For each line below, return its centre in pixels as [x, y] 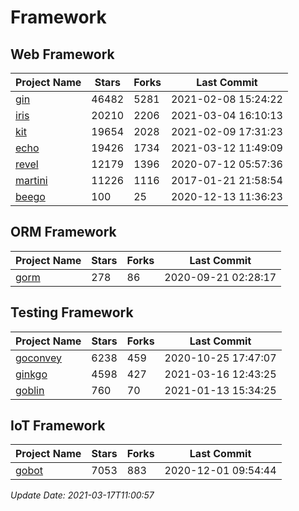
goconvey [39, 358]
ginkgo [31, 374]
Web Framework [62, 54]
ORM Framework [63, 232]
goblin [30, 390]
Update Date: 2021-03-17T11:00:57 [82, 495]
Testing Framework [72, 312]
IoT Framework [58, 426]
